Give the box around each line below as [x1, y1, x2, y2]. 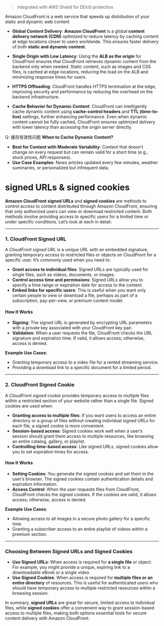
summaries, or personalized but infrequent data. [12, 165, 109, 171]
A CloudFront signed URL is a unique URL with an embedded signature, [5, 247, 149, 253]
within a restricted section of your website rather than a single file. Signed [5, 398, 154, 404]
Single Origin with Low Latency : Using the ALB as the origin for [12, 53, 142, 59]
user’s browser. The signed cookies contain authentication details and [12, 476, 153, 482]
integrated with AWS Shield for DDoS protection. [17, 4, 115, 10]
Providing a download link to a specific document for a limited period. [12, 365, 152, 370]
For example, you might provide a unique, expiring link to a [12, 564, 130, 570]
